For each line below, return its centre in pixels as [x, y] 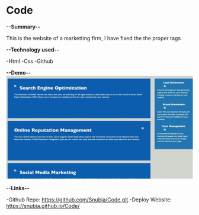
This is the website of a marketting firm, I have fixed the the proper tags [94, 38]
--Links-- [18, 188]
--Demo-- [19, 72]
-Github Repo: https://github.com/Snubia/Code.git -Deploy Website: [89, 200]
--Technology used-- [33, 49]
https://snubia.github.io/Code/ [43, 206]
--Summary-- [23, 27]
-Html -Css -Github [30, 61]
